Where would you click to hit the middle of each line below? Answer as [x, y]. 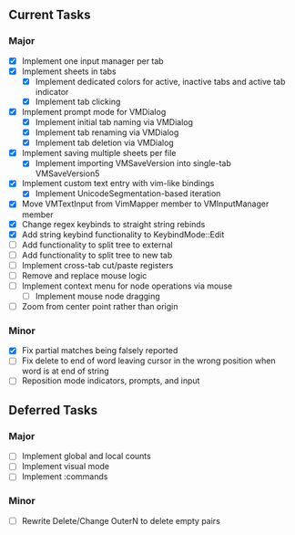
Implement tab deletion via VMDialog [104, 143]
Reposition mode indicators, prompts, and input [111, 381]
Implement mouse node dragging [97, 296]
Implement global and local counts [86, 456]
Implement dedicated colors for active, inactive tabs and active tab [160, 81]
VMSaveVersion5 [67, 173]
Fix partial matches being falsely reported [100, 351]
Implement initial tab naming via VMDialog [114, 122]
